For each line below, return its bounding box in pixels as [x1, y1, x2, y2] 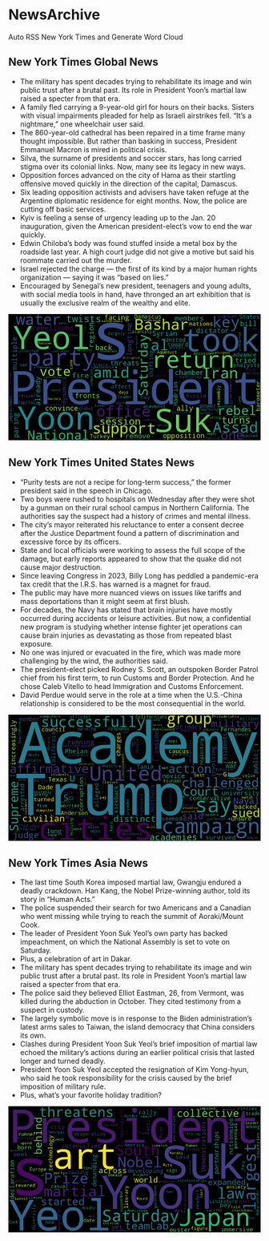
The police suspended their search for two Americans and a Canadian [19, 903, 251, 913]
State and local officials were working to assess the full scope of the [19, 545, 246, 554]
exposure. [19, 639, 54, 648]
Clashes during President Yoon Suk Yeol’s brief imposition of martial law [19, 1039, 258, 1049]
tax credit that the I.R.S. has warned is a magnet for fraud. [19, 579, 211, 589]
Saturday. [19, 945, 52, 955]
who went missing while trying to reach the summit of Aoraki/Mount [19, 912, 244, 921]
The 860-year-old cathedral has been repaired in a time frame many [19, 127, 246, 137]
